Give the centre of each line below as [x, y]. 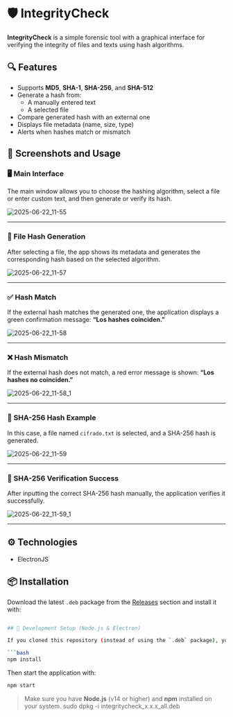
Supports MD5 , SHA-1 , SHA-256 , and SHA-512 [85, 87]
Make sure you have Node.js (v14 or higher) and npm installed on [118, 698]
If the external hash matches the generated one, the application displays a [113, 312]
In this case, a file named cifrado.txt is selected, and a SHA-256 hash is [112, 433]
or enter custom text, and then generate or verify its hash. [90, 199]
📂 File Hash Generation [46, 236]
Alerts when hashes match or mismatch [74, 132]
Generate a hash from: [49, 95]
